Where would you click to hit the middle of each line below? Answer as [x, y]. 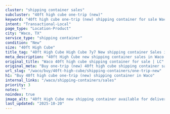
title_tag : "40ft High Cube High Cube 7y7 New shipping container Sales [83, 52]
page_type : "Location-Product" [38, 29]
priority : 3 [18, 85]
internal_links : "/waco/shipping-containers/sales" [61, 80]
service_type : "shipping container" [44, 38]
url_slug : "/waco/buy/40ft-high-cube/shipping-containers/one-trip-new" [83, 71]
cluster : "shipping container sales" [45, 10]
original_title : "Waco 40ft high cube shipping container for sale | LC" [85, 62]
